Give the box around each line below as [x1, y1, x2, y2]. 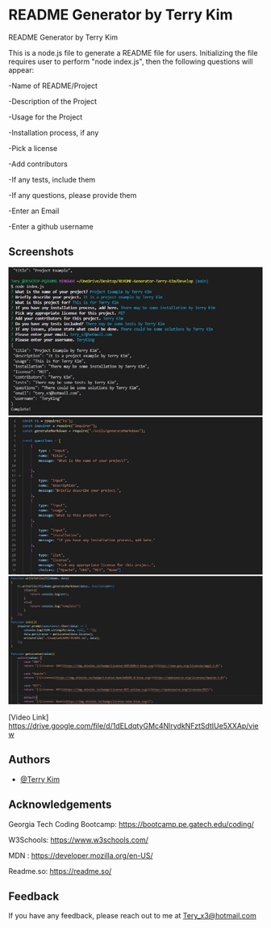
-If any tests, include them [8, 174, 96, 184]
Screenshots [8, 245, 74, 259]
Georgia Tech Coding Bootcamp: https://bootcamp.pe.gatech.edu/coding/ [8, 819, 254, 829]
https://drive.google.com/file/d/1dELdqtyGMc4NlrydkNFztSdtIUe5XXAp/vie [8, 720, 260, 730]
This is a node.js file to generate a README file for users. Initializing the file [8, 48, 258, 57]
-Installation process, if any [8, 128, 99, 137]
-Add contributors [8, 159, 69, 169]
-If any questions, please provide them [8, 190, 137, 199]
